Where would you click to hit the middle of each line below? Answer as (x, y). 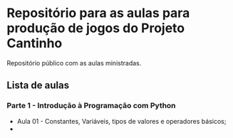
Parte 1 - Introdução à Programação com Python (91, 106)
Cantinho (35, 43)
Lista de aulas (38, 86)
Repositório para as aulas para (98, 13)
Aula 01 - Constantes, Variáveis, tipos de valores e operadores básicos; (121, 121)
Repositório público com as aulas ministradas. (74, 63)
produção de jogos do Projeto (96, 28)
